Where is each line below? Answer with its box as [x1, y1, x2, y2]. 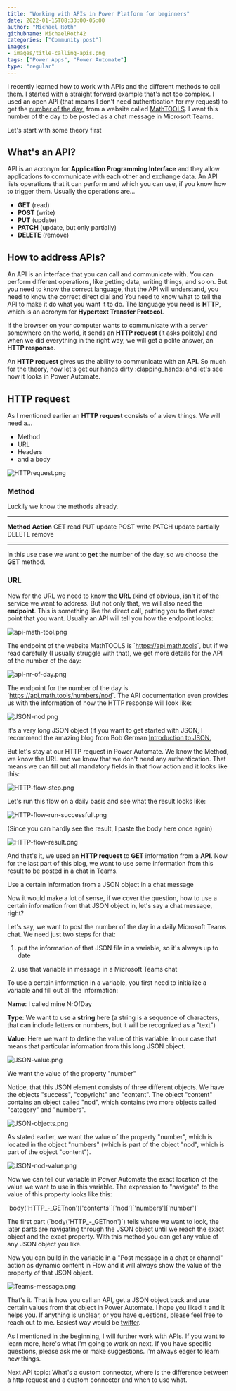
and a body [17, 455, 51, 464]
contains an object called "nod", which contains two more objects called [7, 1098, 216, 1106]
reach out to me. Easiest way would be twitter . [7, 1318, 141, 1326]
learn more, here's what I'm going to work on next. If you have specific [7, 1339, 212, 1347]
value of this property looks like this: [7, 1189, 112, 1199]
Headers [17, 448, 43, 456]
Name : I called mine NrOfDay [7, 999, 93, 1008]
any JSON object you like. [7, 1239, 82, 1248]
